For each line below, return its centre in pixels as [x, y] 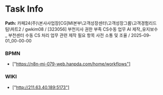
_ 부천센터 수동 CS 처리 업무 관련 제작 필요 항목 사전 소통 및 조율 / [68, 35]
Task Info [24, 9]
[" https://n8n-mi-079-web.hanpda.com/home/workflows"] [71, 64]
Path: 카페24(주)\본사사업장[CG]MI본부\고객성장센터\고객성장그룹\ [69, 23]
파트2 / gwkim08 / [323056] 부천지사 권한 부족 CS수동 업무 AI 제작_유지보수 [84, 29]
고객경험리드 [145, 23]
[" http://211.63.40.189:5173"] [41, 87]
